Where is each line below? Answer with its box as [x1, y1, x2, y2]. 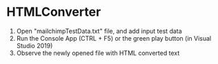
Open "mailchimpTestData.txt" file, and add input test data [16, 27, 182, 35]
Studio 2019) [16, 41, 53, 50]
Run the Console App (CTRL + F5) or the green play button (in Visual [16, 34, 212, 42]
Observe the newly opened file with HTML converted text [16, 49, 180, 57]
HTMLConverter [6, 4, 101, 20]
